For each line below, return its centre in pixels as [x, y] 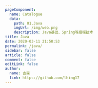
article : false [20, 55]
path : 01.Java [28, 23]
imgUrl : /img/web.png [36, 28]
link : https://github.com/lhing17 [44, 78]
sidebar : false [20, 50]
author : [13, 69]
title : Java [17, 37]
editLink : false [21, 64]
